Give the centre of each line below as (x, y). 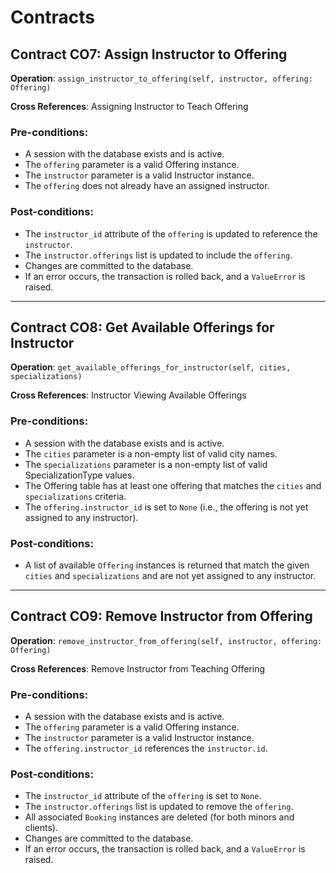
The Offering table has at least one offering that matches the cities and (173, 485)
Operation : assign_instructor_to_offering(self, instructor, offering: (161, 78)
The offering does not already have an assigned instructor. (147, 186)
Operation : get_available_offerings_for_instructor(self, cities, (151, 367)
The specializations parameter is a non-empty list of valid (146, 464)
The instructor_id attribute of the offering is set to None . (143, 796)
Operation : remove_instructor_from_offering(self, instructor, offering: (166, 640)
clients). (41, 828)
